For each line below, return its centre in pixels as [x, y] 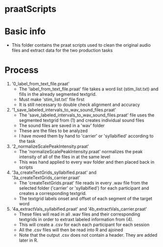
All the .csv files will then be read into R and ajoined [71, 230]
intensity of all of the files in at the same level [65, 157]
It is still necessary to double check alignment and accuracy [79, 105]
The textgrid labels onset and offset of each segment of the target [86, 199]
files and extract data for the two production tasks [62, 51]
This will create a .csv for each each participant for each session [84, 225]
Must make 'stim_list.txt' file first [52, 100]
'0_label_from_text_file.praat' [40, 84]
